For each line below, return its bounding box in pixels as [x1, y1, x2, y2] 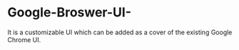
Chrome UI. [7, 35, 41, 44]
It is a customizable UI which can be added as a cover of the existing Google [7, 28, 233, 36]
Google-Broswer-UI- [7, 4, 132, 21]
